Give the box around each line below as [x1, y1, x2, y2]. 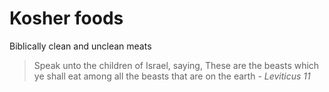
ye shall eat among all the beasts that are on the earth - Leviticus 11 [33, 70, 311, 82]
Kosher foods [9, 7, 124, 30]
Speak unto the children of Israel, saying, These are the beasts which [33, 59, 320, 71]
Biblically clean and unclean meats [9, 40, 152, 52]
